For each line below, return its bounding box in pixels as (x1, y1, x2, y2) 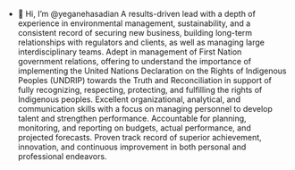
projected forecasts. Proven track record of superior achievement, (17, 132, 262, 142)
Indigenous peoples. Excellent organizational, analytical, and (17, 94, 241, 105)
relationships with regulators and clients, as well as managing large (17, 37, 265, 47)
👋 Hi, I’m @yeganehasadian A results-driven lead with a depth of (17, 9, 257, 19)
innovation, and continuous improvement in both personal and (17, 141, 247, 152)
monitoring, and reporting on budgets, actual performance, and (17, 123, 252, 133)
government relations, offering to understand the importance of (17, 56, 252, 66)
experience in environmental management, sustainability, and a (17, 18, 251, 29)
